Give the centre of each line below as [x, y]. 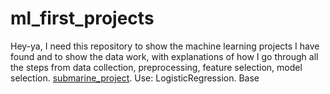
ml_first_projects [82, 18]
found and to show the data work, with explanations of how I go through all [164, 56]
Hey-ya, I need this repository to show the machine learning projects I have [165, 46]
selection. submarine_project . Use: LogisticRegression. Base [135, 78]
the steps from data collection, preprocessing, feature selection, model [156, 67]
